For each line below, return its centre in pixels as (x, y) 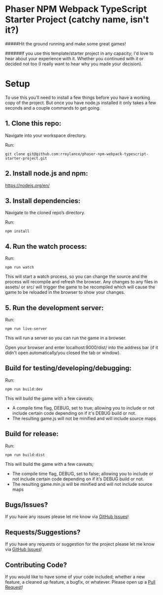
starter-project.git (26, 158)
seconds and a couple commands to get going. (53, 108)
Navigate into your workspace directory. (46, 135)
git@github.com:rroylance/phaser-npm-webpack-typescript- (88, 154)
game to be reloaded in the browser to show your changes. (65, 292)
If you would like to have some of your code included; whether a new (75, 577)
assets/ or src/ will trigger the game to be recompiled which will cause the (80, 287)
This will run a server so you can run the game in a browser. (66, 338)
